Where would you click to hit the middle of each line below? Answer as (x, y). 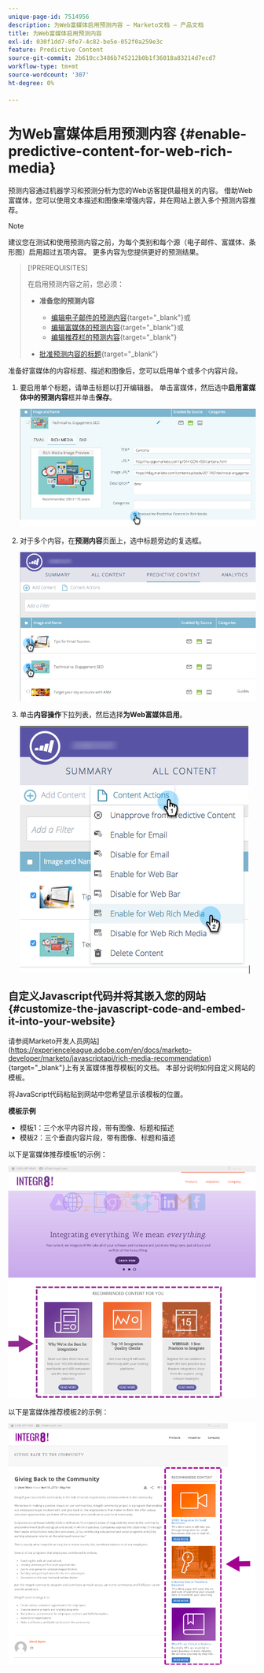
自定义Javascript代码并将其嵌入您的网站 (107, 996)
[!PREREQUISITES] (57, 268)
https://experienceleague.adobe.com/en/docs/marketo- (101, 1050)
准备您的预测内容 (67, 301)
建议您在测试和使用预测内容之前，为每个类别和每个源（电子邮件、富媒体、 (128, 242)
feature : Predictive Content (56, 50)
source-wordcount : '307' (49, 75)
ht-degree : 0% (31, 83)
